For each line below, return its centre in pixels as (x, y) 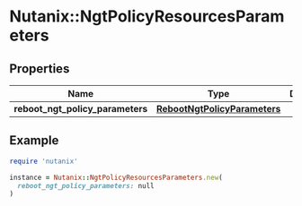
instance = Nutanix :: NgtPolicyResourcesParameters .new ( (116, 177)
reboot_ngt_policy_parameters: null (86, 185)
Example (34, 141)
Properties (40, 69)
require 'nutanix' (44, 161)
